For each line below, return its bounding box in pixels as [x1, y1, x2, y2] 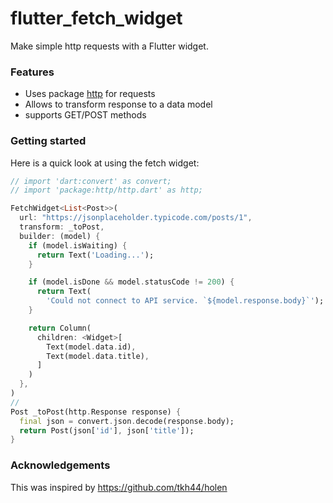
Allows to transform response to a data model [24, 98, 213, 111]
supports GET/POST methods [24, 109, 147, 121]
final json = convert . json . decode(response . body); [19, 416, 235, 426]
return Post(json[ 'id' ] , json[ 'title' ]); [19, 425, 195, 436]
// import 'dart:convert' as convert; [10, 176, 172, 186]
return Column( [28, 323, 92, 333]
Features [10, 65, 55, 79]
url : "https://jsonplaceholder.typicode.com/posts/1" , [19, 213, 253, 223]
